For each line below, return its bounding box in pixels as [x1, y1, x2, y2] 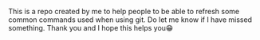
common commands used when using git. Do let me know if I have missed [8, 15, 253, 24]
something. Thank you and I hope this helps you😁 [8, 24, 174, 32]
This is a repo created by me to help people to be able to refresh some [8, 7, 240, 16]
